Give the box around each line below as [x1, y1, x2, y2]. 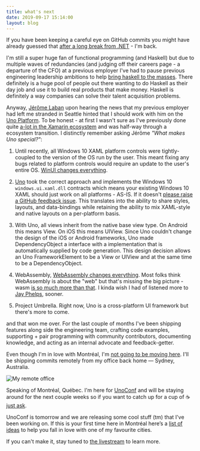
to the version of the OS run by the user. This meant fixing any [36, 154, 189, 161]
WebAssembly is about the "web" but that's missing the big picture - [14, 278, 184, 285]
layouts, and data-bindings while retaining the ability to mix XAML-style [14, 204, 190, 211]
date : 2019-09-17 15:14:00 [6, 14, 73, 20]
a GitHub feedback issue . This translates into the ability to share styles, [14, 197, 190, 204]
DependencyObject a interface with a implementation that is [14, 241, 163, 248]
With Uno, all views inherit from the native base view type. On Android [14, 222, 188, 229]
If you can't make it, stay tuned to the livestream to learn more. [6, 438, 161, 445]
